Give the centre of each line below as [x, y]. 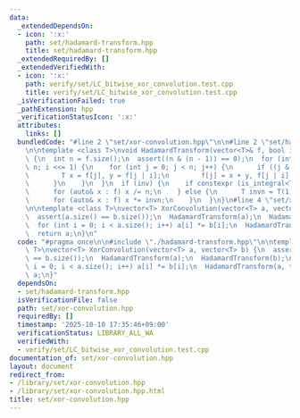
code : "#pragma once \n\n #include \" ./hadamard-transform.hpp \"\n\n [146, 242]
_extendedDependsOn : [55, 26]
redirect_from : [37, 375]
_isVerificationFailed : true [71, 100]
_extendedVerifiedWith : [61, 68]
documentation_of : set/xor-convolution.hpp [92, 358]
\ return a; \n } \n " [62, 233]
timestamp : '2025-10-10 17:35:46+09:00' [93, 325]
